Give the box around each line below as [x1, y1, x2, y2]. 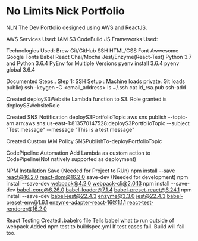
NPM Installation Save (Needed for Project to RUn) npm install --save [6, 167, 175, 174]
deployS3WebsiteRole [6, 101, 61, 109]
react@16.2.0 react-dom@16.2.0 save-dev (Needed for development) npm [6, 173, 188, 180]
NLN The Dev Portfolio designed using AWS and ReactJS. [6, 24, 147, 31]
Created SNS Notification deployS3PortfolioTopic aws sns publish [6, 113, 167, 120]
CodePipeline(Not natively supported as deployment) [6, 155, 137, 162]
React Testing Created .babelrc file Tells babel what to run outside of [6, 217, 174, 224]
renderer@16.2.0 [6, 205, 48, 212]
